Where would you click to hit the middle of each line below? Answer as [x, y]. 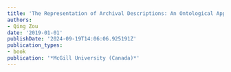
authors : [20, 20]
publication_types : [35, 45]
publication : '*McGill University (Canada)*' [73, 58]
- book [16, 52]
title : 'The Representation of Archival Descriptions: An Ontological [110, 13]
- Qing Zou [23, 26]
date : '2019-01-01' [35, 33]
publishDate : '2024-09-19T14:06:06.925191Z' [72, 39]
